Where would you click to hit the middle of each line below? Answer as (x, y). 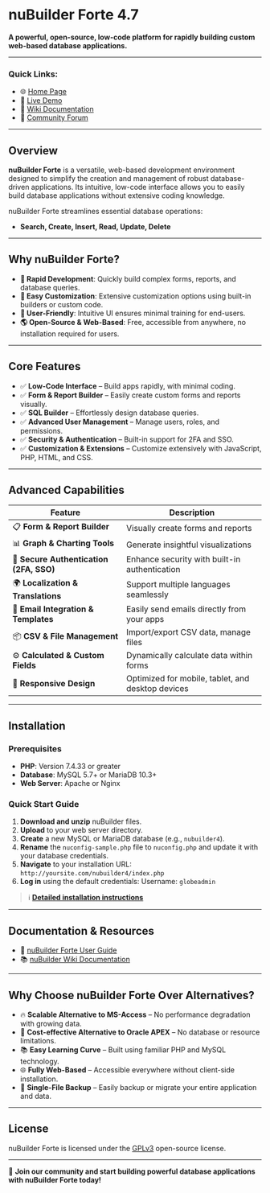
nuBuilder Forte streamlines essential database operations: (106, 212)
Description (192, 512)
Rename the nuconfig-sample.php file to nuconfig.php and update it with (139, 847)
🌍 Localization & (45, 583)
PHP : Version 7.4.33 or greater (70, 767)
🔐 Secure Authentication (60, 559)
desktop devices (157, 689)
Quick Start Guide (44, 804)
